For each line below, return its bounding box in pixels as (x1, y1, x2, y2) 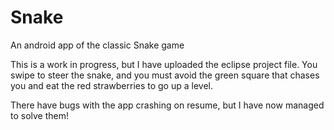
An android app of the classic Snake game (10, 39, 185, 51)
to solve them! (10, 109, 70, 121)
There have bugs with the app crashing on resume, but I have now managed (10, 99, 325, 111)
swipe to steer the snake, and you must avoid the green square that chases (10, 69, 320, 81)
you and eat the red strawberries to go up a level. (10, 79, 214, 91)
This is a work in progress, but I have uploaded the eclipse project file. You (10, 58, 318, 70)
